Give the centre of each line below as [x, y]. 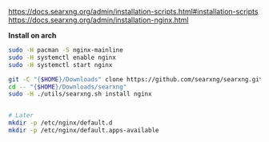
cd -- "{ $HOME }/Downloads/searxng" [68, 87]
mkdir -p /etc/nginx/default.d [60, 123]
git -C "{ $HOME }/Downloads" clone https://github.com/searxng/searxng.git [136, 79]
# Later [21, 116]
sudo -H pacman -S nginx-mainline [66, 50]
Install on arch [32, 35]
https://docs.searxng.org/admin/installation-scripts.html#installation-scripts [133, 12]
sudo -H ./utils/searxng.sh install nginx [80, 94]
